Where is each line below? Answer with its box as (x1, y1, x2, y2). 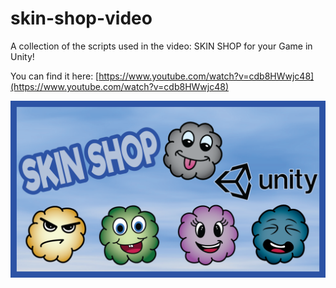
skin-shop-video (10, 7, 153, 30)
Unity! (10, 50, 35, 62)
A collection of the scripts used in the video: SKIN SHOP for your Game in (10, 40, 313, 52)
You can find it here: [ (10, 70, 100, 82)
